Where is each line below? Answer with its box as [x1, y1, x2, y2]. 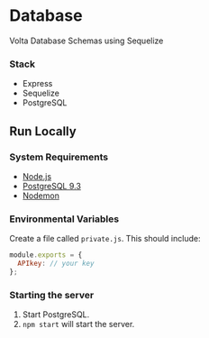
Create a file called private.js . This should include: [9, 233, 201, 244]
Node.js [22, 170, 52, 181]
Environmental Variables [9, 213, 120, 225]
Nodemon [22, 190, 60, 201]
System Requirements [9, 151, 109, 163]
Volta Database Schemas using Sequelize [9, 35, 164, 46]
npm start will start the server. [22, 319, 135, 330]
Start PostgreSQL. [22, 309, 90, 320]
